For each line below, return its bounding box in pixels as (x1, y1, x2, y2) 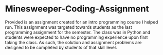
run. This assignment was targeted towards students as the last (5, 24, 132, 30)
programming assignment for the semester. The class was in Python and (5, 29, 151, 35)
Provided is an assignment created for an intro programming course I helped (5, 19, 158, 25)
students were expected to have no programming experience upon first (5, 34, 148, 40)
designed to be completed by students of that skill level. (5, 44, 117, 50)
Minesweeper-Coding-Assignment (5, 3, 149, 14)
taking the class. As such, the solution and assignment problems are (5, 39, 142, 45)
